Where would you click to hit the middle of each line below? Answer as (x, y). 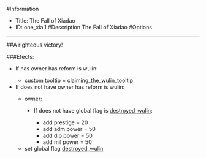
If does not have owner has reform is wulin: (70, 87)
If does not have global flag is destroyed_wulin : (93, 111)
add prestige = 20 (65, 122)
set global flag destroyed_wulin (64, 149)
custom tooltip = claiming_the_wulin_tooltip (79, 80)
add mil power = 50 (67, 142)
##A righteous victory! (35, 45)
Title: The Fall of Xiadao (45, 21)
